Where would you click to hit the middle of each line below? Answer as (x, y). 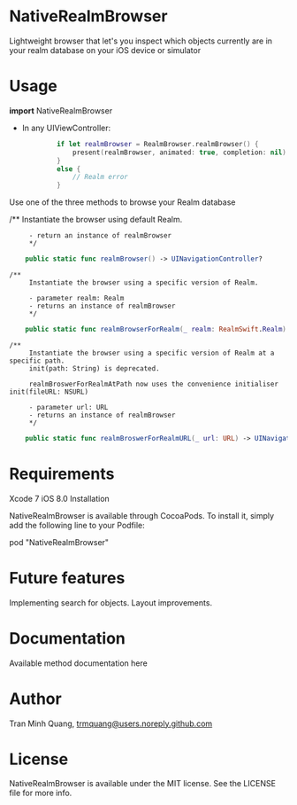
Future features (67, 578)
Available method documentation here (78, 663)
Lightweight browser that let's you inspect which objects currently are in (141, 41)
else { (69, 169)
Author (35, 699)
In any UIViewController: (66, 128)
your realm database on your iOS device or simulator (105, 50)
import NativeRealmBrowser (61, 110)
